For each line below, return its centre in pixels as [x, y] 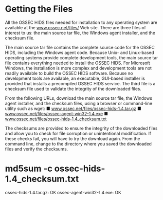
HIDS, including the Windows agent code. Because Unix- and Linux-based [80, 53]
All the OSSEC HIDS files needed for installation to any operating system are [81, 22]
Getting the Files [39, 9]
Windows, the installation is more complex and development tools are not [78, 68]
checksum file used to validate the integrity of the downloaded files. [73, 89]
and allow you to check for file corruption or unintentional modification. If [78, 133]
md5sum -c [29, 169]
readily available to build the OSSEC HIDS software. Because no [69, 73]
